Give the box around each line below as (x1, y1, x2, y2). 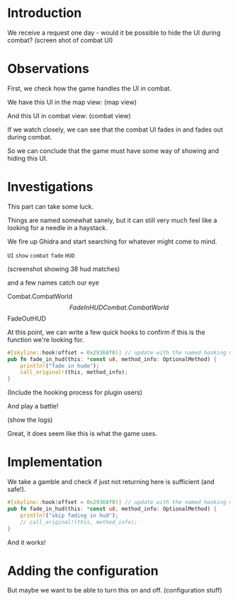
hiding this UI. (7, 154, 48, 162)
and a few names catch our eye (7, 278, 99, 287)
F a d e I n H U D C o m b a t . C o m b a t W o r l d (69, 303, 169, 311)
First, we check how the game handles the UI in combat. (7, 84, 172, 93)
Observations (7, 61, 90, 77)
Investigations (7, 179, 93, 195)
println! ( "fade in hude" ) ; (20, 362, 100, 370)
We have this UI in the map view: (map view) (7, 98, 137, 106)
